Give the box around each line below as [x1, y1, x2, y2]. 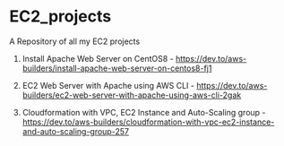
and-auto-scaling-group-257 [22, 125, 130, 136]
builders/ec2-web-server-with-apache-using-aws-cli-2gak [22, 90, 242, 100]
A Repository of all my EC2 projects [9, 36, 141, 47]
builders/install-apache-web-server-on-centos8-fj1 [22, 63, 212, 73]
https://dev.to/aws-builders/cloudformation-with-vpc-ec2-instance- [22, 116, 275, 127]
